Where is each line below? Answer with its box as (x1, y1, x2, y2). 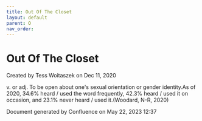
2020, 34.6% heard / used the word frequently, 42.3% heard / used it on (6, 90, 189, 97)
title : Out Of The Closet (6, 8, 72, 15)
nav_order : (6, 25, 34, 32)
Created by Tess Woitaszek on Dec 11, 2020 (6, 72, 117, 79)
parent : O (6, 20, 32, 26)
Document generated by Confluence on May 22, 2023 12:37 (6, 108, 157, 116)
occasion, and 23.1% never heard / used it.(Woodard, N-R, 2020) (6, 96, 169, 103)
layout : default (6, 15, 47, 21)
